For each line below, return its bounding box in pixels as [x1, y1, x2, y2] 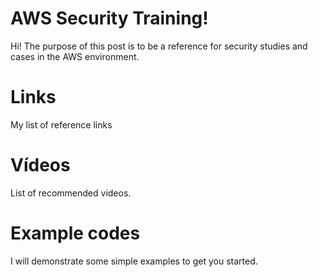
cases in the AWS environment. [10, 50, 140, 62]
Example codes [10, 222, 141, 244]
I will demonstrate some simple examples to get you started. [10, 255, 258, 267]
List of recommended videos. [10, 187, 132, 199]
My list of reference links [10, 118, 113, 131]
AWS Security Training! [10, 7, 209, 30]
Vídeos [10, 154, 71, 177]
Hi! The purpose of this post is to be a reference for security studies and [10, 40, 308, 52]
